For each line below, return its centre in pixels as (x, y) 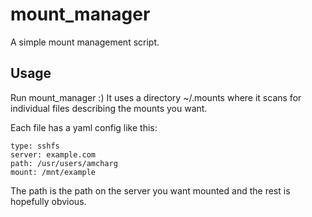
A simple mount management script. (85, 42)
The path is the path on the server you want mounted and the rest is (150, 190)
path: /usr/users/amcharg (64, 163)
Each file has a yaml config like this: (84, 127)
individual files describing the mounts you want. (109, 108)
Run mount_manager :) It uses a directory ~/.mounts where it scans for (156, 97)
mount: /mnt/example (53, 172)
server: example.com (53, 154)
